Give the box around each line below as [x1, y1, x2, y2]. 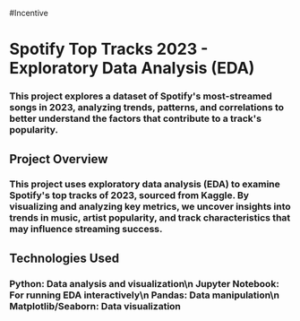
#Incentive [9, 8, 49, 18]
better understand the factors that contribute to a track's [9, 112, 262, 125]
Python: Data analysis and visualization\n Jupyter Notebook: [9, 277, 279, 290]
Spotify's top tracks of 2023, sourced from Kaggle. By [9, 189, 249, 202]
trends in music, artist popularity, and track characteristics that [9, 212, 291, 224]
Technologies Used [9, 250, 119, 265]
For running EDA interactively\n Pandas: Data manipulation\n [9, 289, 280, 301]
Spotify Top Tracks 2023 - [9, 39, 209, 59]
